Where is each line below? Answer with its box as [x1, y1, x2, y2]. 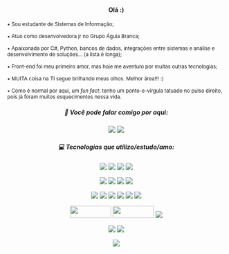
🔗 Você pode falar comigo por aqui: [64, 108, 168, 116]
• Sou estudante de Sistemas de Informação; [7, 21, 114, 28]
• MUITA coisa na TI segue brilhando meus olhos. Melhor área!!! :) [7, 75, 164, 82]
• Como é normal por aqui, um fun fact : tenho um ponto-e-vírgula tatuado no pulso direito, [7, 87, 223, 95]
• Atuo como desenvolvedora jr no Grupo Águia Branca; [7, 33, 140, 40]
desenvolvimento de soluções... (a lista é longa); [7, 51, 122, 58]
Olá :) [108, 6, 125, 14]
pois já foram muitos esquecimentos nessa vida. [7, 93, 122, 100]
